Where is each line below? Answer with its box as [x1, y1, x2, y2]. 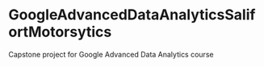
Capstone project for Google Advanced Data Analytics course [8, 49, 214, 59]
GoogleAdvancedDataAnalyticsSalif [8, 6, 256, 24]
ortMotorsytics [8, 23, 112, 41]
